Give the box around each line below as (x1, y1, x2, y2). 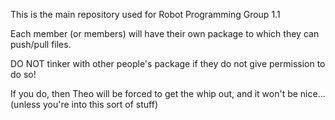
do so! (10, 69, 37, 80)
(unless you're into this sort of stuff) (10, 99, 159, 110)
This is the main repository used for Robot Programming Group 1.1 (10, 9, 281, 20)
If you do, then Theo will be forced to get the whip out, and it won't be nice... (10, 88, 326, 99)
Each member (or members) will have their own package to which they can (10, 28, 320, 39)
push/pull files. (10, 39, 72, 50)
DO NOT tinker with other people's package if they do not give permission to (10, 58, 326, 69)
